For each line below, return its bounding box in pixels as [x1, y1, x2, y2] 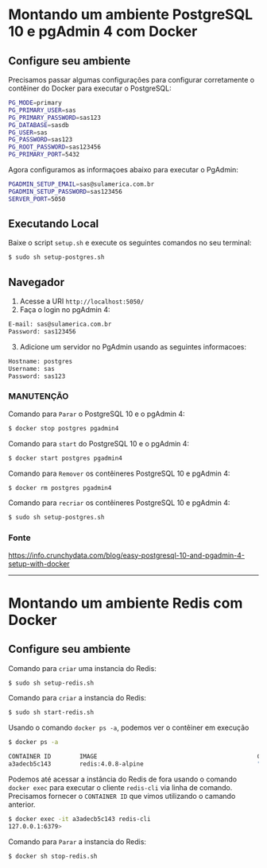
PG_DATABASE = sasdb [8, 121, 69, 129]
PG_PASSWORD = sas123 [8, 136, 73, 144]
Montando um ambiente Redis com [8, 594, 243, 612]
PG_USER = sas [8, 129, 48, 137]
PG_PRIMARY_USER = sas [8, 106, 77, 114]
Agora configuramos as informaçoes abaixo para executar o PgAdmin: [8, 165, 238, 174]
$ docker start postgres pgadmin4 [8, 454, 123, 462]
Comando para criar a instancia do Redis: [8, 693, 147, 703]
